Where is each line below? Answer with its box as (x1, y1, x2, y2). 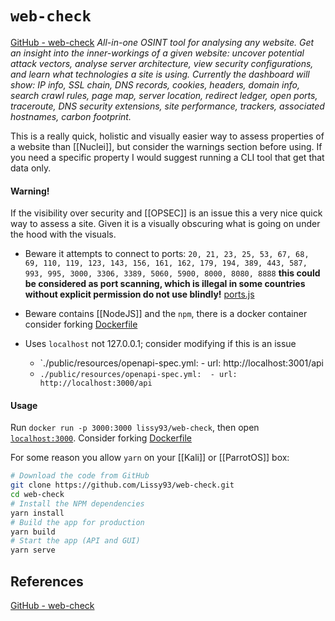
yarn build (10, 527, 56, 537)
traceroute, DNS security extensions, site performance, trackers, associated (10, 100, 325, 112)
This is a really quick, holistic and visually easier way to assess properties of (10, 130, 325, 142)
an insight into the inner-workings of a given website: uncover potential (10, 47, 305, 59)
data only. (10, 162, 52, 174)
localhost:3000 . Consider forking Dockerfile (10, 432, 193, 444)
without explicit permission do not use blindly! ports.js (24, 288, 255, 301)
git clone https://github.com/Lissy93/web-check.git (10, 480, 235, 491)
